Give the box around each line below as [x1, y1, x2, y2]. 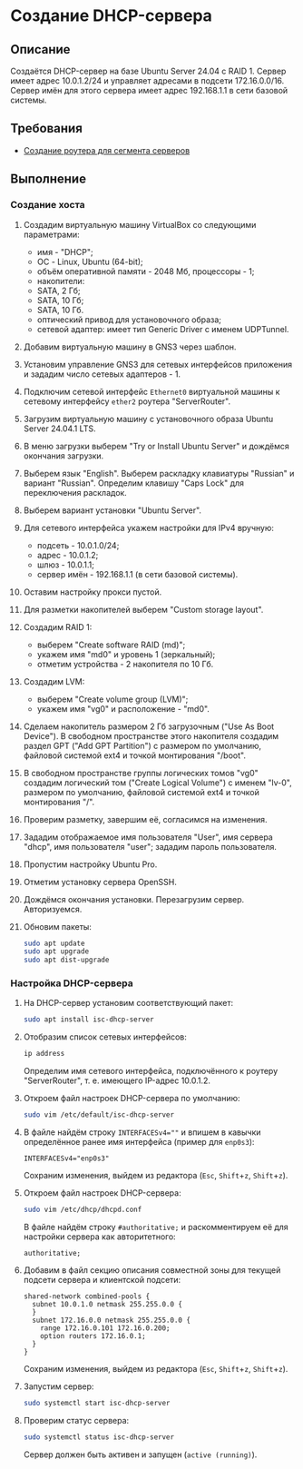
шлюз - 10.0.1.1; [36, 559, 94, 570]
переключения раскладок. [23, 487, 128, 498]
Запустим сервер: [23, 1381, 94, 1392]
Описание [10, 42, 71, 57]
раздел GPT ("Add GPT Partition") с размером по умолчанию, [23, 740, 262, 751]
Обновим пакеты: [23, 921, 92, 932]
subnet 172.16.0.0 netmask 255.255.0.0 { [32, 1316, 191, 1325]
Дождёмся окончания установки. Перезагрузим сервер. [23, 893, 245, 904]
